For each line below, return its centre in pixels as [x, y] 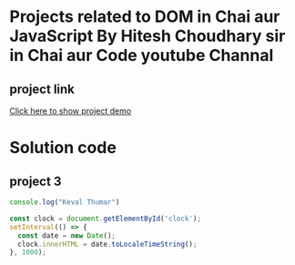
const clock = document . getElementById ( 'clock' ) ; [106, 219]
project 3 [36, 181]
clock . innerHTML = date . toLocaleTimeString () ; [107, 244]
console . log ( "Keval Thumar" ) [65, 202]
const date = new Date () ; [67, 235]
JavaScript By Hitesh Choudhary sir [147, 36]
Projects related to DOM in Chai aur [145, 17]
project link [42, 89]
